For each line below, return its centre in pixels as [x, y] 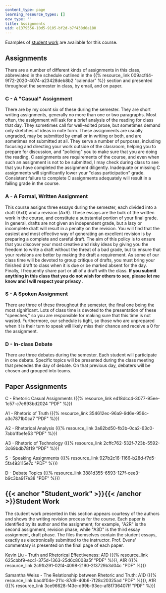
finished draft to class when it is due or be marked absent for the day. [76, 265]
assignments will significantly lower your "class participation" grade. [75, 173]
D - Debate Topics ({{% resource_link [43, 473]
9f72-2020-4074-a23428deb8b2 [39, 81]
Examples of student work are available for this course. [61, 42]
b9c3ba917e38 [20, 478]
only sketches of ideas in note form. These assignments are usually [74, 131]
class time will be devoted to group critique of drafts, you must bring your [80, 260]
